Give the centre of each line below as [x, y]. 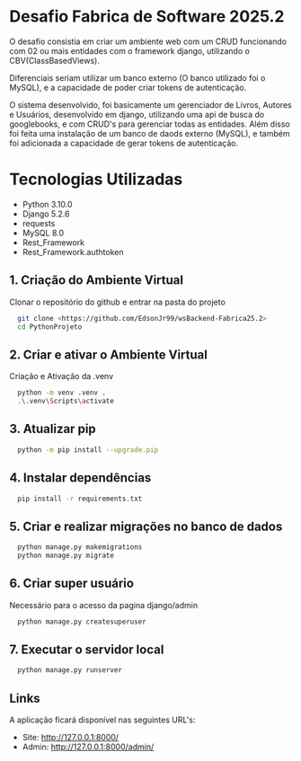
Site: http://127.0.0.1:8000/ [71, 738]
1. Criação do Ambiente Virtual [97, 280]
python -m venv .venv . [62, 393]
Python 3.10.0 [48, 204]
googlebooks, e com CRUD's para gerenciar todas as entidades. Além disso [150, 124]
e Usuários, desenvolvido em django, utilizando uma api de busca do [137, 114]
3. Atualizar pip [53, 429]
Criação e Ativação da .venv [62, 376]
